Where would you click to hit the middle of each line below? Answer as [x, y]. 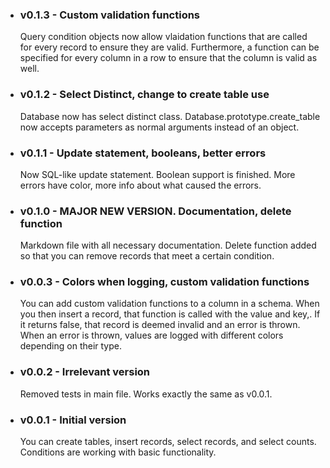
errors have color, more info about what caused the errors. [140, 185]
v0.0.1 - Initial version [73, 420]
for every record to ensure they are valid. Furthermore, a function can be [169, 47]
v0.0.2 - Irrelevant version [85, 372]
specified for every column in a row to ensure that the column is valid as [168, 58]
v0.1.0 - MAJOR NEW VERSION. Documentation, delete [155, 211]
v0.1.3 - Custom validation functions [110, 15]
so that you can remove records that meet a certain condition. [147, 256]
